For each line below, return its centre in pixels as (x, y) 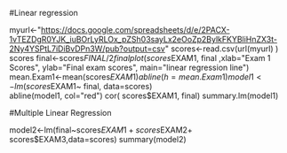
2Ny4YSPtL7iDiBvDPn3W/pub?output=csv (88, 49)
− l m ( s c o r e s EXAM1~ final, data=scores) (81, 86)
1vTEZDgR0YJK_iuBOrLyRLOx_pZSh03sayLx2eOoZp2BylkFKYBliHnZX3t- (143, 39)
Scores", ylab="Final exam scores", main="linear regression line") (129, 67)
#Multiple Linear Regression (60, 113)
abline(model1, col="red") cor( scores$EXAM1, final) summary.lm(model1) (144, 96)
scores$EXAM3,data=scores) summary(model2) (98, 139)
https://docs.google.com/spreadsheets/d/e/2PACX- (135, 30)
